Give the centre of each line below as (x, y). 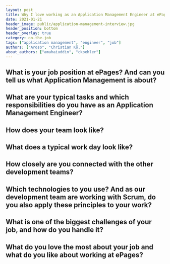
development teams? (40, 172)
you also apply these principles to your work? (79, 205)
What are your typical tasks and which (67, 97)
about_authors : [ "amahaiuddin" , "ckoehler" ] (53, 52)
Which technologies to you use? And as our (76, 189)
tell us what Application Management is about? (81, 80)
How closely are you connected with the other (79, 164)
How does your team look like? (55, 130)
